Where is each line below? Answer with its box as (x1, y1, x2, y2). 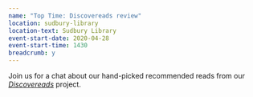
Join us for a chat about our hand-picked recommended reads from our (8, 71, 246, 80)
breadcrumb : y (8, 49, 56, 57)
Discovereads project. (8, 79, 82, 89)
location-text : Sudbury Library (8, 26, 116, 34)
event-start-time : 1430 (8, 42, 88, 50)
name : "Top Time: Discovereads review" (8, 11, 142, 20)
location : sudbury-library (8, 19, 99, 27)
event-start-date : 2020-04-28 (8, 34, 110, 42)
